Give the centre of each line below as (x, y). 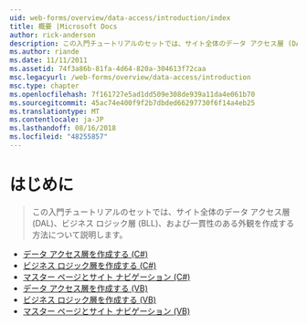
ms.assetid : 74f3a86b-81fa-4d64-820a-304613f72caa (108, 69)
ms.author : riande (44, 52)
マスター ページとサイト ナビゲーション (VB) (106, 310)
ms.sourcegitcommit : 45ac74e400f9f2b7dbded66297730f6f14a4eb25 (132, 103)
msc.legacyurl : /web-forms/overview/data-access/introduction (130, 78)
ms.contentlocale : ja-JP (57, 120)
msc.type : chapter (44, 86)
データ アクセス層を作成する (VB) (85, 288)
